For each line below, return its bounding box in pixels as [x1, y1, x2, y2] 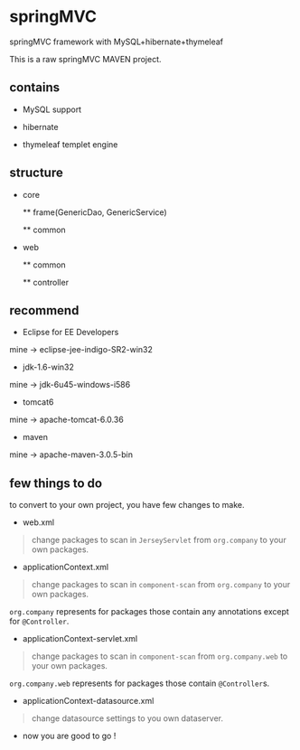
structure [9, 165, 63, 181]
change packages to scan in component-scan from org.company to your [31, 579, 291, 590]
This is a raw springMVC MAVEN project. [9, 53, 162, 64]
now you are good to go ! [22, 730, 117, 742]
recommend [9, 303, 80, 318]
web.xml [22, 517, 55, 528]
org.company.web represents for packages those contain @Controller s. [9, 678, 270, 689]
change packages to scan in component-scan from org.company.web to [31, 651, 288, 661]
